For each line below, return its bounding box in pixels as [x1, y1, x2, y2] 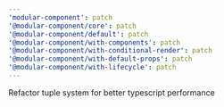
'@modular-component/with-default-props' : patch [8, 54, 193, 63]
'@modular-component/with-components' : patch [8, 37, 180, 47]
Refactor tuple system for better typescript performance [8, 86, 215, 98]
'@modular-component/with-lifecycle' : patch [8, 63, 177, 72]
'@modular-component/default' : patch [8, 29, 149, 38]
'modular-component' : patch [8, 12, 113, 22]
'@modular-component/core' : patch [8, 21, 137, 30]
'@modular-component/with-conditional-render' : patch [8, 46, 213, 55]
